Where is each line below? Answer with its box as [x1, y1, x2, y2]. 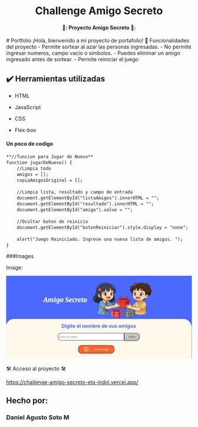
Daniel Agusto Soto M [6, 413, 70, 422]
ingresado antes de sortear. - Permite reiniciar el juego [6, 56, 138, 63]
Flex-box [14, 127, 37, 134]
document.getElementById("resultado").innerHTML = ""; [16, 201, 154, 207]
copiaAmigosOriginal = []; [16, 178, 83, 183]
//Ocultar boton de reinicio [16, 219, 88, 225]
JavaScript [14, 104, 41, 111]
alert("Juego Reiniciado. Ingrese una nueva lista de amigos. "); [16, 237, 183, 242]
